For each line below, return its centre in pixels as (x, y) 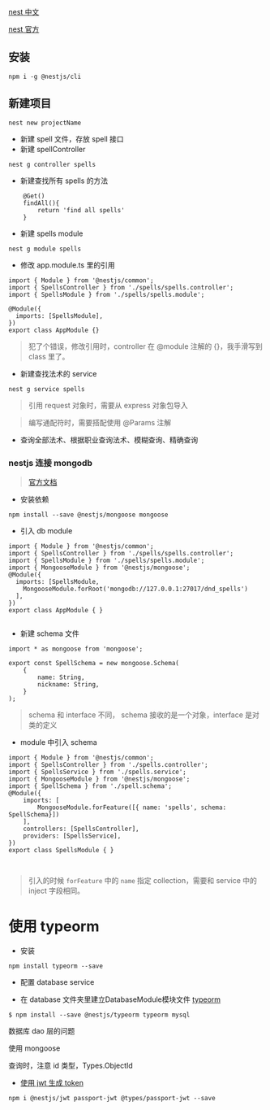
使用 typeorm (54, 927)
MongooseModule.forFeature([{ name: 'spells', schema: (132, 807)
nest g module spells (45, 249)
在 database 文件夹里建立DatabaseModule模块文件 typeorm (120, 999)
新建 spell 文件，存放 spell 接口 (72, 139)
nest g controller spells (52, 164)
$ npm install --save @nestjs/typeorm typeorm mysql (99, 1015)
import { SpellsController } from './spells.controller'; (108, 764)
